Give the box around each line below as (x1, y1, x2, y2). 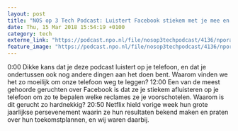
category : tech (7, 30, 52, 38)
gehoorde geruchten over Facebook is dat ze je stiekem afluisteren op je (7, 86, 219, 93)
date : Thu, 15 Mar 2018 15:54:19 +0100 (7, 23, 125, 30)
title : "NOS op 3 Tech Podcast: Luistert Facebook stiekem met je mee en (7, 17, 230, 24)
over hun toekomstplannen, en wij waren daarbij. (7, 115, 150, 124)
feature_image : (7, 43, 52, 50)
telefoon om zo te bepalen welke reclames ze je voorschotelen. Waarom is (7, 93, 225, 101)
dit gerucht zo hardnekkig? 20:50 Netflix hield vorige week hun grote (7, 101, 208, 108)
